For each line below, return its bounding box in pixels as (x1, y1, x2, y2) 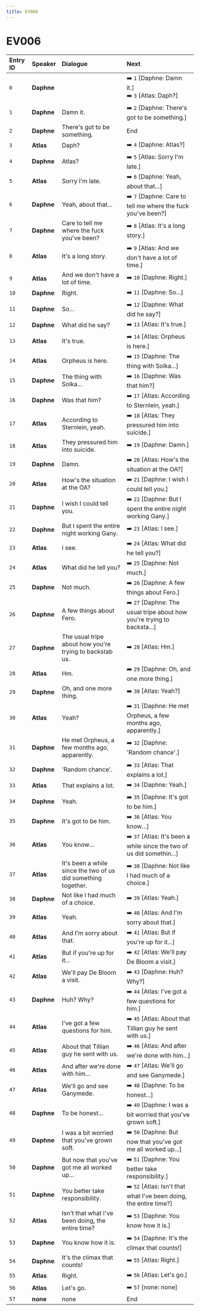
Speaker (32, 60, 57, 68)
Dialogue (61, 60, 88, 68)
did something (61, 874, 102, 882)
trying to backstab (61, 647, 113, 655)
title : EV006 (6, 8, 39, 15)
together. (61, 881, 87, 890)
